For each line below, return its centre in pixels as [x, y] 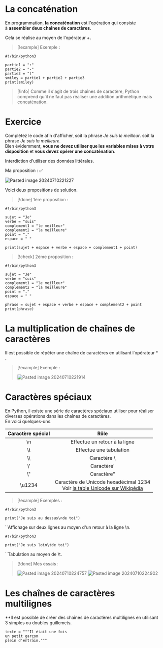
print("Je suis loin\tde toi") [37, 545]
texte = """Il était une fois [36, 632]
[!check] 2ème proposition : [45, 257]
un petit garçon [22, 636]
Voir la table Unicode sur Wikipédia [103, 488]
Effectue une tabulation [102, 450]
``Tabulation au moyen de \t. [34, 554]
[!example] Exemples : [40, 500]
